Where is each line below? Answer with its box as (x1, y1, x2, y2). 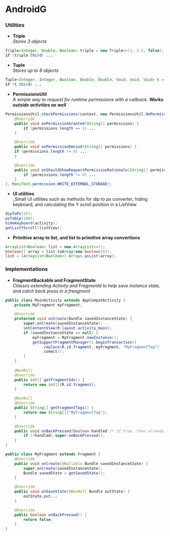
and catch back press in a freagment (12, 288, 91, 294)
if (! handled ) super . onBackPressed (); (23, 433, 105, 438)
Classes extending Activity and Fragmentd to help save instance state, (12, 282, 160, 289)
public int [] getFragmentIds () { (14, 377, 85, 382)
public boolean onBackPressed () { (14, 512, 87, 517)
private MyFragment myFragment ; (14, 302, 82, 307)
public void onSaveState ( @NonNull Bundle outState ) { (14, 489, 130, 494)
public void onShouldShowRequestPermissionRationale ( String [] (14, 167, 148, 172)
